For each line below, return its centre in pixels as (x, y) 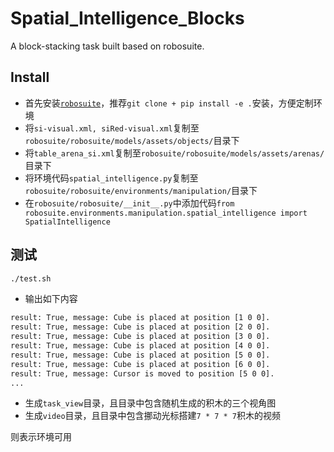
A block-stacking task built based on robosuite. (107, 46)
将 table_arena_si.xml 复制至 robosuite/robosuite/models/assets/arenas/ (174, 153)
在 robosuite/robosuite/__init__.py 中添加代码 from (129, 203)
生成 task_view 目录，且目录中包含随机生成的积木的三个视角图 (150, 403)
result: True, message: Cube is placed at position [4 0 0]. (140, 346)
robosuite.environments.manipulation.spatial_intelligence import (166, 213)
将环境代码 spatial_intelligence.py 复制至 (111, 178)
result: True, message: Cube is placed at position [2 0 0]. (140, 327)
